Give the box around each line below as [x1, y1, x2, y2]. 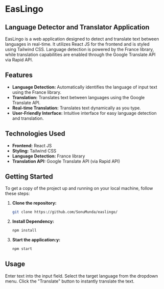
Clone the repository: [12, 200, 57, 206]
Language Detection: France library [12, 153, 85, 159]
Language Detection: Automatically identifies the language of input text [12, 84, 158, 90]
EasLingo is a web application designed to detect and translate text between [5, 36, 159, 42]
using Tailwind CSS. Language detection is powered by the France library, [5, 47, 154, 52]
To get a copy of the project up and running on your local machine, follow [5, 185, 153, 191]
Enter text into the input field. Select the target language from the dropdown [5, 273, 158, 279]
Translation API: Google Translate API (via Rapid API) [12, 158, 120, 164]
